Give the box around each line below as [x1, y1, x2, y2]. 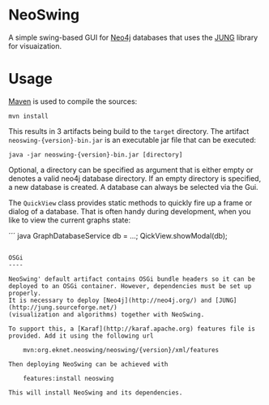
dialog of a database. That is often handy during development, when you [8, 206, 251, 216]
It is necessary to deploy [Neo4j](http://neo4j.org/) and [8, 296, 212, 304]
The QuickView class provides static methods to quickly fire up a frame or [8, 197, 253, 208]
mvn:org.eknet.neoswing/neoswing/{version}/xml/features [23, 346, 220, 354]
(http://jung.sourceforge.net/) [8, 303, 117, 312]
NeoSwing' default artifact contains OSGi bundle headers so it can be [8, 274, 255, 283]
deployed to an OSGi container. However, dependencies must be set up [8, 282, 252, 290]
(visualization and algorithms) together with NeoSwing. [8, 310, 205, 318]
